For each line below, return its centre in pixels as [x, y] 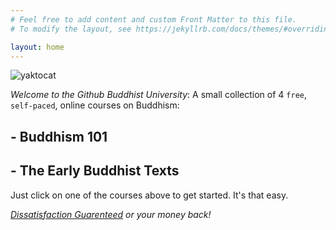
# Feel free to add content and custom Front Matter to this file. [154, 19]
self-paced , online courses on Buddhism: [95, 105]
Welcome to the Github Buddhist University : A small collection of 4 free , [159, 95]
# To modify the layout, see [71, 29]
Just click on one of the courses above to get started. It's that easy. [149, 195]
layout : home [37, 47]
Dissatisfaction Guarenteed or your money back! [111, 214]
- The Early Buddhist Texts [95, 171]
